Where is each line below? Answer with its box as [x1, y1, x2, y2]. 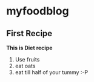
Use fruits [15, 56, 40, 63]
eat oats [15, 62, 36, 69]
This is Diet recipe [6, 44, 53, 51]
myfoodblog [6, 4, 69, 18]
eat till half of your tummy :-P [15, 69, 89, 76]
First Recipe [6, 28, 53, 39]
